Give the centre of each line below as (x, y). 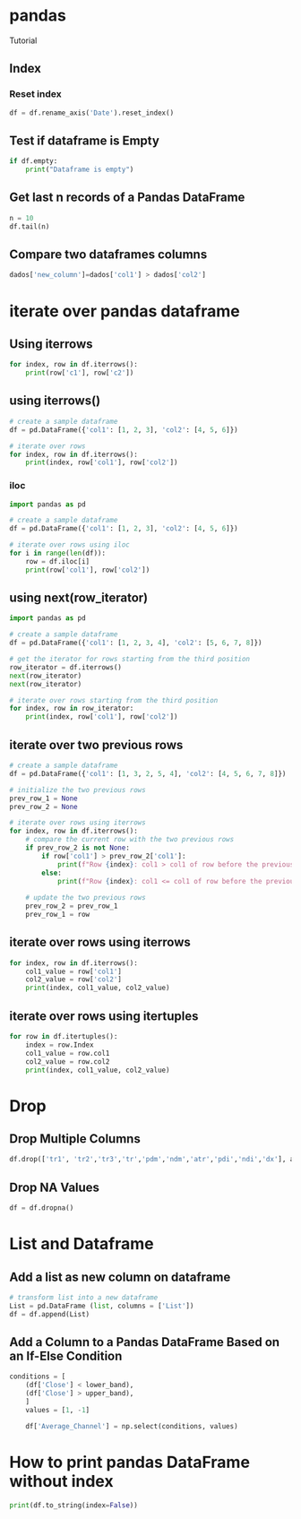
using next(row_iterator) (79, 598)
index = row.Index (60, 1045)
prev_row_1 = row (58, 915)
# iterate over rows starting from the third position (114, 700)
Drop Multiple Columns (75, 1139)
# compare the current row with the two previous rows (130, 840)
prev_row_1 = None (43, 798)
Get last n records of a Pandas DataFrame (127, 198)
